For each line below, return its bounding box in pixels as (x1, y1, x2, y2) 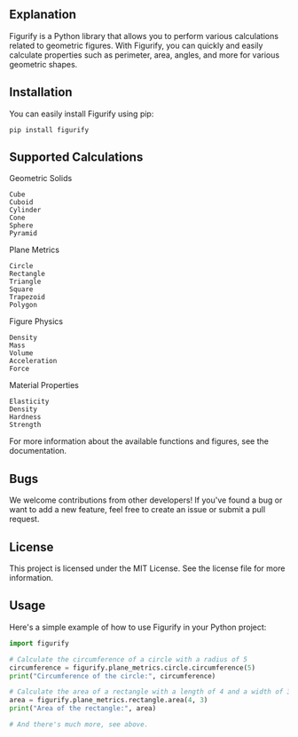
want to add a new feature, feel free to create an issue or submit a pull (9, 504, 266, 515)
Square (9, 285, 34, 294)
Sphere (9, 221, 34, 230)
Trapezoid (9, 293, 46, 302)
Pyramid (9, 229, 38, 238)
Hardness (9, 413, 42, 422)
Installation (9, 84, 73, 100)
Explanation (9, 7, 77, 22)
